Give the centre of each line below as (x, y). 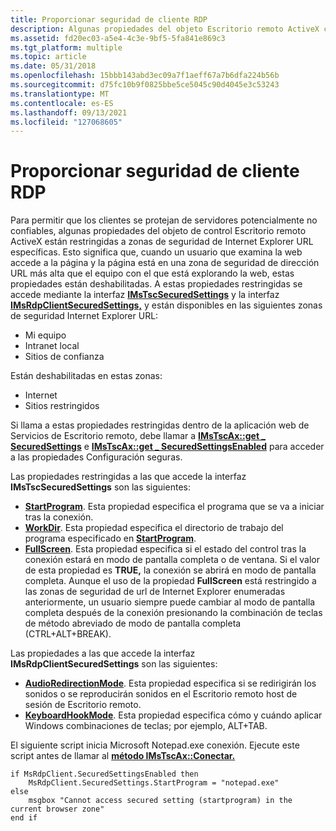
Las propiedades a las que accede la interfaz (103, 653)
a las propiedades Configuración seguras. (96, 457)
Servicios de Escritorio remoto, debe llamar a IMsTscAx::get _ (138, 436)
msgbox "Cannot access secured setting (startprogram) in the (160, 801)
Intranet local (52, 346)
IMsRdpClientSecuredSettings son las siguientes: (114, 664)
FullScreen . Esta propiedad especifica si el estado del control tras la (165, 549)
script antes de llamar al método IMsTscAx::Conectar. (123, 756)
